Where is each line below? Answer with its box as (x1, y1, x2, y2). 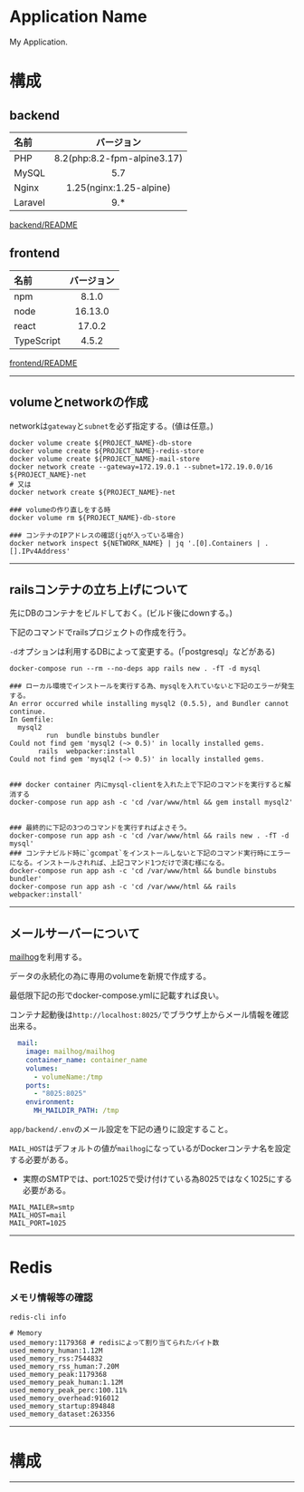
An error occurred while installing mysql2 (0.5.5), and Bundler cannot (9, 700, 290, 709)
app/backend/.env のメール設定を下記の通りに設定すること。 (9, 1124, 233, 1135)
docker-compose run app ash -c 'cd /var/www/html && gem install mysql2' (9, 798, 294, 808)
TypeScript (14, 334, 61, 346)
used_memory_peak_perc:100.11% (9, 1385, 128, 1395)
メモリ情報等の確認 (9, 1292, 93, 1304)
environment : (25, 1098, 75, 1107)
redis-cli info (9, 1313, 67, 1322)
